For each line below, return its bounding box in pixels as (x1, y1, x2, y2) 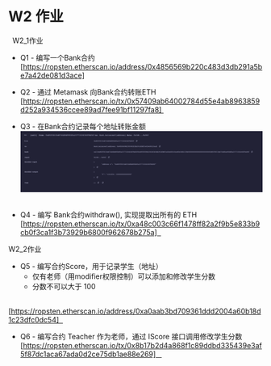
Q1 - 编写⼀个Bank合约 (19, 53, 95, 62)
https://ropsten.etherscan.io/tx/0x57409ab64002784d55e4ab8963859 (23, 96, 261, 106)
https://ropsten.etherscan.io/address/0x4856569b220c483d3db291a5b (23, 61, 263, 71)
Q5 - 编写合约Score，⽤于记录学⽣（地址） (19, 261, 163, 271)
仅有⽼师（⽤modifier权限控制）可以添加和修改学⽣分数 (31, 271, 216, 281)
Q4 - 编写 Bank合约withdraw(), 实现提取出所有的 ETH (19, 209, 198, 219)
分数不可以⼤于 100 (31, 281, 96, 291)
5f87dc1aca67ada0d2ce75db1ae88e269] (19, 349, 156, 359)
